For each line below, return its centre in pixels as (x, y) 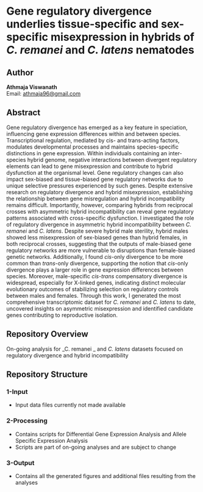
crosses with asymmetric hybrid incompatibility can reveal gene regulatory (100, 211)
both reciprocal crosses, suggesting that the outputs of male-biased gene (99, 244)
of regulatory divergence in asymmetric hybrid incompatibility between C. (99, 224)
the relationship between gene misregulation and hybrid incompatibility (95, 199)
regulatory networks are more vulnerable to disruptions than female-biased (101, 250)
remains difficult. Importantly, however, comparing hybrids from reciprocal (100, 205)
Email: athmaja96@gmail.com (44, 93)
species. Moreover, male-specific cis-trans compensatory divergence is (97, 276)
